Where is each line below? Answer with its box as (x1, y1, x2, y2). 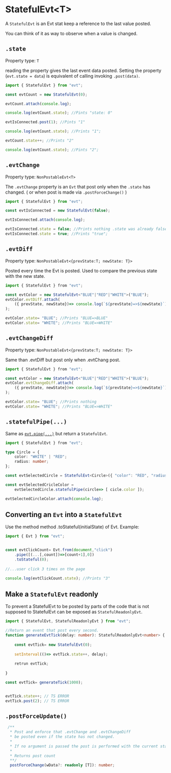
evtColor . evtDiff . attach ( (5, 297, 60, 302)
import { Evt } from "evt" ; (5, 534, 65, 539)
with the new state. (5, 273, 45, 279)
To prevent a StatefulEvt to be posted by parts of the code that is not (5, 603, 149, 610)
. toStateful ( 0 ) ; (14, 557, 49, 562)
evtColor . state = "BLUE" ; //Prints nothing (5, 400, 97, 405)
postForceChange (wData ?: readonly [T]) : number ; (10, 763, 115, 768)
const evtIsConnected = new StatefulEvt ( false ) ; (5, 208, 110, 213)
